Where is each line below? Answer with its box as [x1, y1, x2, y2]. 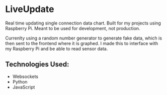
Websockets [12, 73, 39, 79]
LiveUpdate [5, 3, 54, 15]
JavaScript [12, 84, 35, 90]
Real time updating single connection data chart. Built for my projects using [5, 20, 161, 26]
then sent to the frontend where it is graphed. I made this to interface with [5, 40, 158, 46]
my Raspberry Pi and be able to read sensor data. [5, 45, 108, 51]
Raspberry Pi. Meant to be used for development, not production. [5, 25, 140, 31]
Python [12, 78, 28, 84]
